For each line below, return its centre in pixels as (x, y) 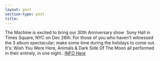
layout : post (18, 10)
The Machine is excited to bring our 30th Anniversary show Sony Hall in (78, 33)
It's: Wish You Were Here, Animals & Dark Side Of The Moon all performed (80, 48)
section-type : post (25, 14)
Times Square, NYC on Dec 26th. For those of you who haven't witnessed (79, 38)
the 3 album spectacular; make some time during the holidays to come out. (80, 43)
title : (12, 19)
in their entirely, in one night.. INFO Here (45, 53)
